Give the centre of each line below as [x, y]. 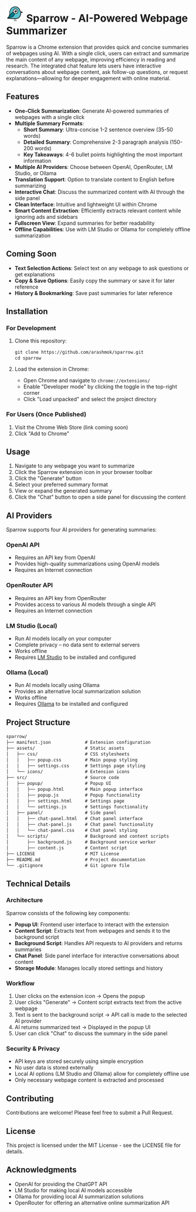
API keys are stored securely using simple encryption [79, 1061]
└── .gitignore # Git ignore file [68, 866]
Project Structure [38, 722]
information [37, 161]
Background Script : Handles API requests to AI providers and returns [99, 943]
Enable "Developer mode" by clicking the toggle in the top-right [100, 387]
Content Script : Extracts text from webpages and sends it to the [92, 930]
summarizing [30, 185]
